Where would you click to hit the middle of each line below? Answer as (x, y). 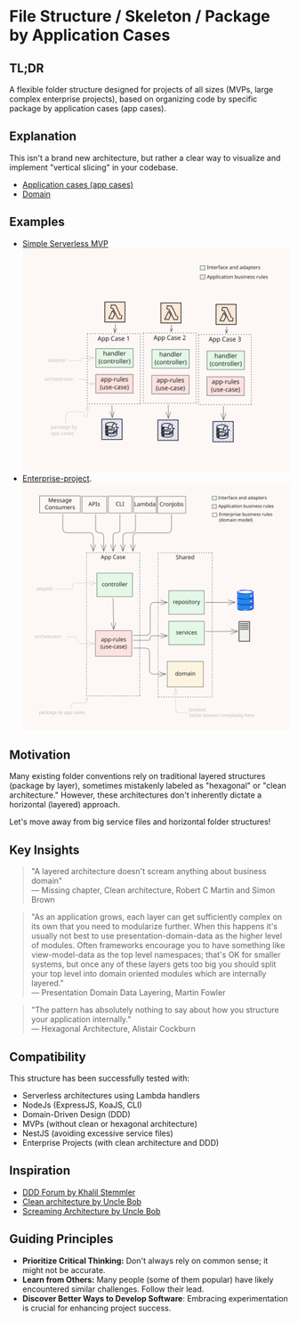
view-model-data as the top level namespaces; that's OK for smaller (156, 955)
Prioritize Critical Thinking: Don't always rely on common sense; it (145, 1261)
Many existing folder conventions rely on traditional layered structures (137, 776)
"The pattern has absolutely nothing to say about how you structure (155, 1010)
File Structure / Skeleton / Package (140, 16)
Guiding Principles (61, 1239)
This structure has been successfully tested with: (99, 1078)
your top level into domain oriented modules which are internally (149, 974)
